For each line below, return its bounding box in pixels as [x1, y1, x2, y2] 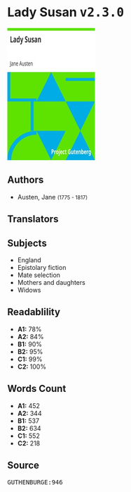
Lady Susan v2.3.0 [7, 4, 125, 20]
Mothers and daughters [17, 278, 85, 286]
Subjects [7, 237, 47, 249]
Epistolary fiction [17, 263, 67, 271]
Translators [7, 213, 59, 226]
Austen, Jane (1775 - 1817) [17, 192, 88, 201]
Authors [7, 174, 44, 186]
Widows [17, 285, 41, 294]
